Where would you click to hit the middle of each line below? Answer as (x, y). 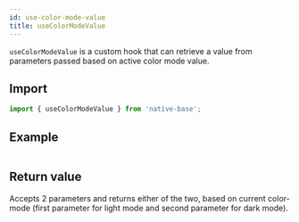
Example (34, 137)
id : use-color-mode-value (57, 17)
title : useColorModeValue (57, 26)
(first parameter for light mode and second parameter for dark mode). (160, 208)
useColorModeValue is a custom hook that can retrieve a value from (131, 51)
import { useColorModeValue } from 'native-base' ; (105, 109)
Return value (46, 177)
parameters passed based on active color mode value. (109, 61)
